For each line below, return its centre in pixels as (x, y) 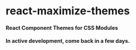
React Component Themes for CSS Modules (62, 27)
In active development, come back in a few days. (68, 41)
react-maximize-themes (68, 11)
